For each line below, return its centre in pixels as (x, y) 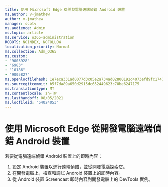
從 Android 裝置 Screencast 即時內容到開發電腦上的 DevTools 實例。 (83, 179)
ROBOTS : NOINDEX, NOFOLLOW (33, 42)
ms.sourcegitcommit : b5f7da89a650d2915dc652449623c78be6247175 (72, 84)
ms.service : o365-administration (40, 38)
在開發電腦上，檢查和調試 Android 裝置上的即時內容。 (68, 173)
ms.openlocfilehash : (27, 79)
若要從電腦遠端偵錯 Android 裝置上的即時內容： (54, 156)
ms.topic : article (24, 33)
